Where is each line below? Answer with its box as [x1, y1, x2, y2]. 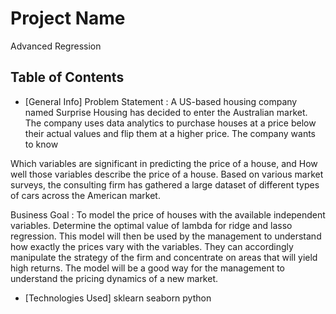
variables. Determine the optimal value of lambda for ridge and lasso [10, 219, 293, 231]
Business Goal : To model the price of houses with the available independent [10, 208, 326, 221]
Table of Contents [10, 69, 125, 86]
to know [24, 138, 59, 150]
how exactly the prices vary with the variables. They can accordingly [10, 240, 294, 252]
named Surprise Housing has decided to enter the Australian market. [24, 106, 308, 118]
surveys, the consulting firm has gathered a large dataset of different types [10, 178, 320, 191]
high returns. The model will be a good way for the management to [10, 262, 286, 274]
